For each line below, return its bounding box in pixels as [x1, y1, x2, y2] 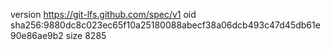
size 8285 [65, 30, 107, 41]
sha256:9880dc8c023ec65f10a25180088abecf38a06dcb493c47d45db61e [10, 19, 321, 31]
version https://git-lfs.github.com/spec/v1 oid [10, 9, 197, 20]
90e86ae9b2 [10, 30, 64, 41]
